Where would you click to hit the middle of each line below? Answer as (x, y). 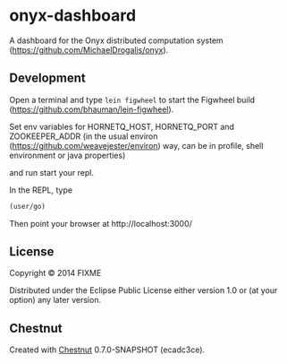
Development (48, 78)
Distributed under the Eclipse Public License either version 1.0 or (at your (143, 290)
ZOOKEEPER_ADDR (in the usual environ (84, 136)
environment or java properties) (68, 155)
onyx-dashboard (73, 16)
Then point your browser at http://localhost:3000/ (101, 223)
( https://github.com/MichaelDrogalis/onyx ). (89, 49)
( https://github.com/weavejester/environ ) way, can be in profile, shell (136, 145)
